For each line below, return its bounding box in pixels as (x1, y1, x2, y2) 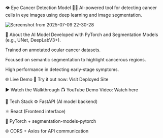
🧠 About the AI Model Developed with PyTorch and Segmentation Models (5, 31, 158, 38)
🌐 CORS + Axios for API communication (5, 128, 89, 134)
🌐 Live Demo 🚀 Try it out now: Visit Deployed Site (5, 76, 109, 82)
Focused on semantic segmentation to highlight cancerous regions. (5, 57, 146, 62)
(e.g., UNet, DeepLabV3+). (5, 37, 61, 43)
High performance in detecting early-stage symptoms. (5, 66, 119, 73)
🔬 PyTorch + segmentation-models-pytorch (5, 118, 96, 124)
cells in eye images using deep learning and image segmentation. (5, 12, 142, 18)
